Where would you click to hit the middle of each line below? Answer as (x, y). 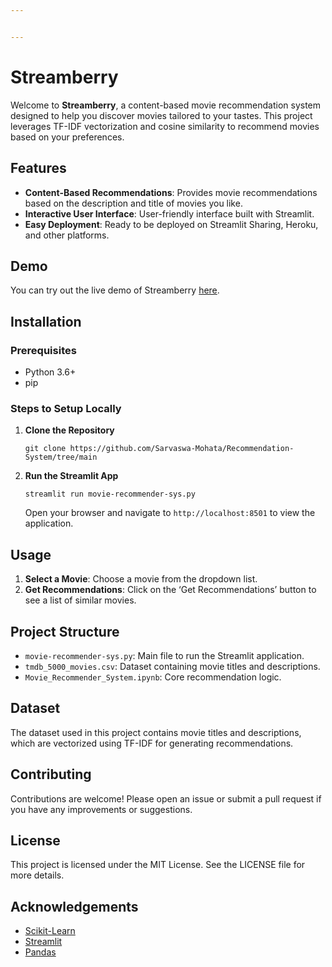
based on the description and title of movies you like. (133, 203)
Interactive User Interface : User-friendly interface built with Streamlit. (169, 213)
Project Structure (65, 631)
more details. (37, 875)
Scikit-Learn (50, 931)
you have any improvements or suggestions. (101, 809)
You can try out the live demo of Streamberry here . (115, 290)
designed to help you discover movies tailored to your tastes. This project (161, 115)
